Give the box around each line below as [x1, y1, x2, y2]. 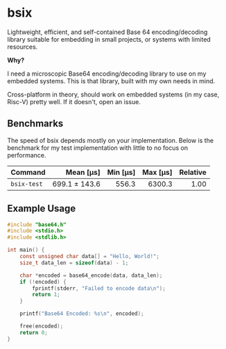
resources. [7, 42, 38, 51]
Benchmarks [7, 118, 64, 130]
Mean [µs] [65, 167, 101, 177]
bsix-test [10, 180, 43, 188]
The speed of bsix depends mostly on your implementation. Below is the [7, 136, 214, 144]
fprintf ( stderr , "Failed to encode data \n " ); [32, 284, 166, 292]
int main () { [7, 246, 45, 254]
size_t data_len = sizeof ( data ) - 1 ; [19, 259, 129, 266]
